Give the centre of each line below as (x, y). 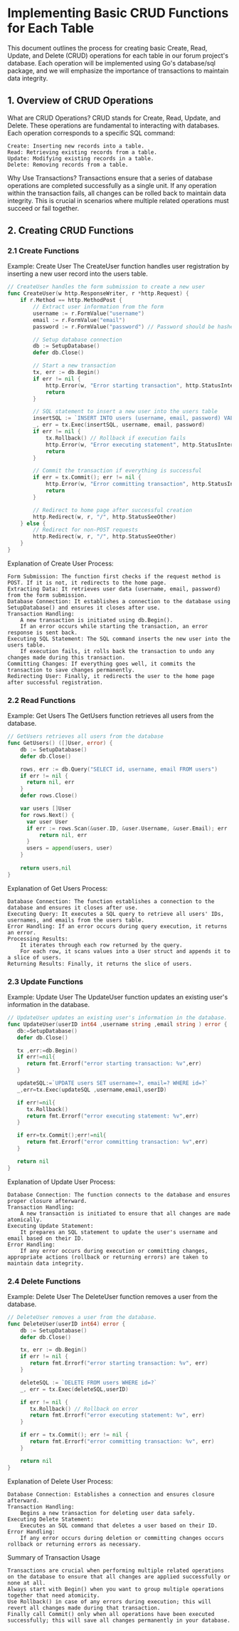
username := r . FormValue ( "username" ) (89, 313)
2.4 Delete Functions (44, 1281)
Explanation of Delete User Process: (60, 1481)
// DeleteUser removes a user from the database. (83, 1317)
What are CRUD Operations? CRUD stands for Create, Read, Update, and (114, 118)
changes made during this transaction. (67, 657)
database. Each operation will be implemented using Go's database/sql (111, 63)
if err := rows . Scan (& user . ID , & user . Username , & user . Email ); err (127, 828)
